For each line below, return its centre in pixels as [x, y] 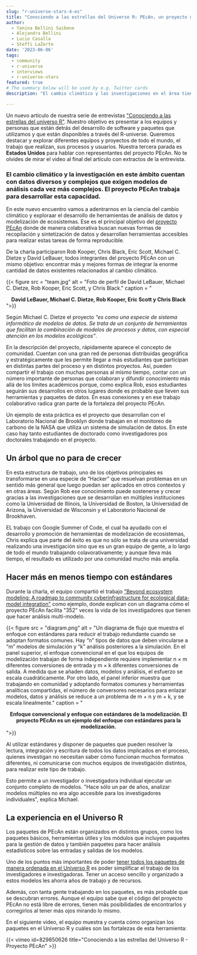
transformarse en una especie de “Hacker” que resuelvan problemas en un [97, 478]
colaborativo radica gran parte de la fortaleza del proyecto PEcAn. [86, 404]
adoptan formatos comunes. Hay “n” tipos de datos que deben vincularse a [97, 640]
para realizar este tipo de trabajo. [46, 769]
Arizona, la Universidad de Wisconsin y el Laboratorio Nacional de [86, 510]
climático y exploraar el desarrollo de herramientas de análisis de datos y [94, 216]
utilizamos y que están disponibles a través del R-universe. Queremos [90, 134]
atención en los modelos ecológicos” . [52, 336]
